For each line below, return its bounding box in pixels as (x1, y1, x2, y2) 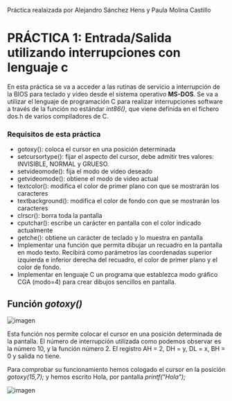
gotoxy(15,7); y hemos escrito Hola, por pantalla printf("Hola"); (7, 373, 186, 381)
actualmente (17, 226, 53, 234)
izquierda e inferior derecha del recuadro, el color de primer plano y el (17, 256, 218, 264)
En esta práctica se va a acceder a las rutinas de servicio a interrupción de (7, 83, 220, 91)
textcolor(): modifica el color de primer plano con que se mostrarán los (17, 182, 220, 190)
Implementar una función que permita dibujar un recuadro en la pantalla (17, 241, 223, 249)
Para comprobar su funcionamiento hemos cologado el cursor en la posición (7, 366, 226, 374)
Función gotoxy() (7, 298, 83, 309)
